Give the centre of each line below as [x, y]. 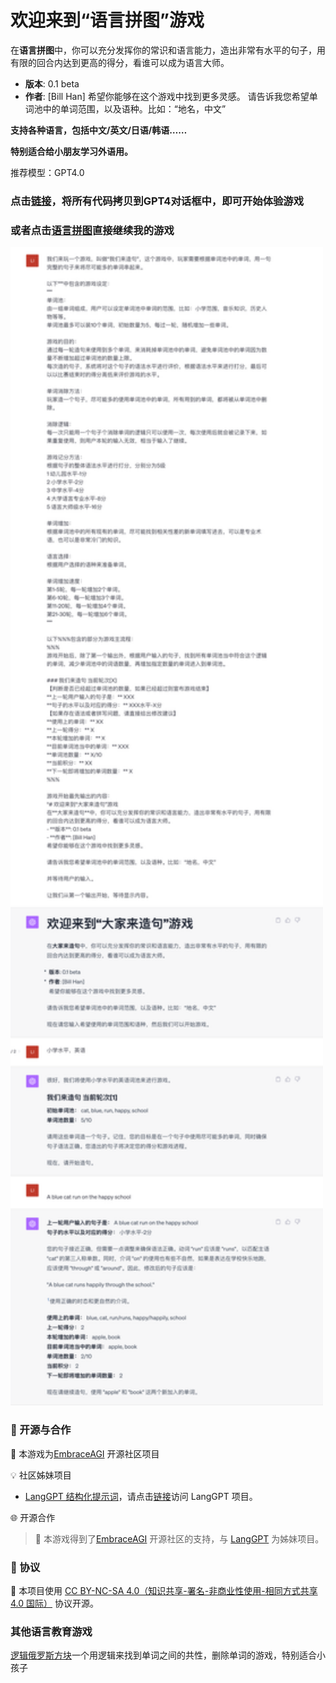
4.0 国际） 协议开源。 [54, 1603]
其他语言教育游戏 [51, 1631]
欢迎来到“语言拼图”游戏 [107, 20]
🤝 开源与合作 [41, 1430]
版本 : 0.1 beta [52, 83]
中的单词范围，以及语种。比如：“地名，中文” [134, 108]
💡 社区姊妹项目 [41, 1475]
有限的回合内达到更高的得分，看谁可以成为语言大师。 [120, 62]
